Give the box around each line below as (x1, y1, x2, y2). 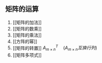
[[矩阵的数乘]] (12, 25, 42, 31)
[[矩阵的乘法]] (12, 32, 42, 38)
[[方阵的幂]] (12, 38, 38, 44)
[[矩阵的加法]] (12, 19, 42, 25)
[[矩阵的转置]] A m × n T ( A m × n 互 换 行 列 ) (12, 44, 97, 52)
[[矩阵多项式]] (12, 52, 42, 58)
